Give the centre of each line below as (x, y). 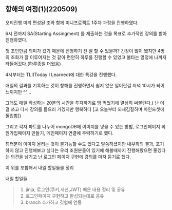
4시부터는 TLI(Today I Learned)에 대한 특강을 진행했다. (61, 74)
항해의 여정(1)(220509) (42, 9)
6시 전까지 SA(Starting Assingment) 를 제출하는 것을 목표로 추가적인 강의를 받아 (86, 33)
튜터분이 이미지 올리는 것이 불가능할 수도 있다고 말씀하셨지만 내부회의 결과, (80, 144)
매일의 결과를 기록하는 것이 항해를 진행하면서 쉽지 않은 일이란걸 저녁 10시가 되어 (85, 85)
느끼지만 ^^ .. (18, 92)
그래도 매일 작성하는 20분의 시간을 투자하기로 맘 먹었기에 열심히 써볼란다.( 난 (82, 103)
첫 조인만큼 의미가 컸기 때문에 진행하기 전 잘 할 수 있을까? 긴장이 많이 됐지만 (81, 51)
